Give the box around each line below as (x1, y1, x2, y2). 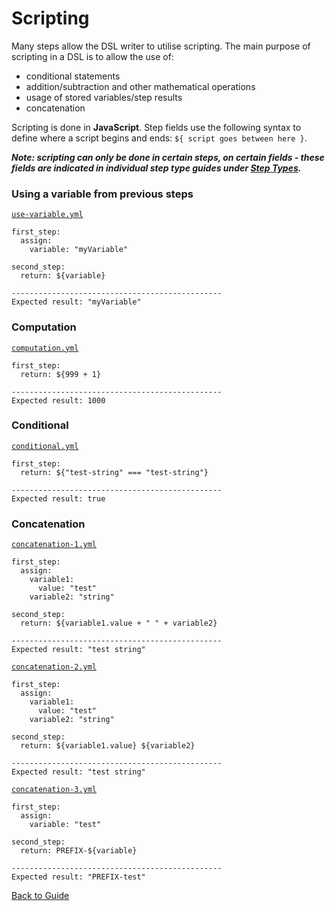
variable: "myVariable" (29, 245, 129, 255)
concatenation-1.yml (11, 540, 98, 550)
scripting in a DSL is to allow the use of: (11, 50, 174, 62)
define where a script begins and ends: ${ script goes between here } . (11, 132, 308, 144)
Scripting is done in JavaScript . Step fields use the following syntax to (11, 121, 302, 133)
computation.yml (11, 343, 79, 353)
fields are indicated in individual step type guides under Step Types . (11, 162, 302, 174)
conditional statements (25, 70, 121, 82)
